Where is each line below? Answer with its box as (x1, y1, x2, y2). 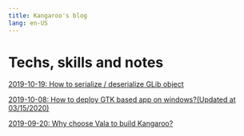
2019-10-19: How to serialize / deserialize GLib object (8, 80, 184, 89)
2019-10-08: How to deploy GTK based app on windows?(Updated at (8, 95, 236, 104)
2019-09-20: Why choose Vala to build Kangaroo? (8, 119, 174, 128)
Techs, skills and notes (8, 53, 164, 72)
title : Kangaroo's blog (8, 11, 88, 20)
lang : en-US (8, 19, 48, 27)
